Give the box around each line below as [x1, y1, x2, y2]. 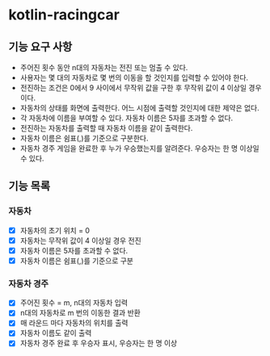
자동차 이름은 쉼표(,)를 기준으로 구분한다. [19, 133, 149, 143]
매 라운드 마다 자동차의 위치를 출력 [19, 318, 129, 328]
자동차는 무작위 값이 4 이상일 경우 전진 [19, 236, 141, 245]
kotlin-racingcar [8, 6, 120, 24]
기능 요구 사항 [8, 40, 73, 53]
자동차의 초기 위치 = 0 [19, 225, 91, 235]
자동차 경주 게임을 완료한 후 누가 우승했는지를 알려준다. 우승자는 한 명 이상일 [19, 144, 260, 153]
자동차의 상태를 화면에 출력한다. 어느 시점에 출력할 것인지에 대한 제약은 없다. [19, 103, 260, 112]
